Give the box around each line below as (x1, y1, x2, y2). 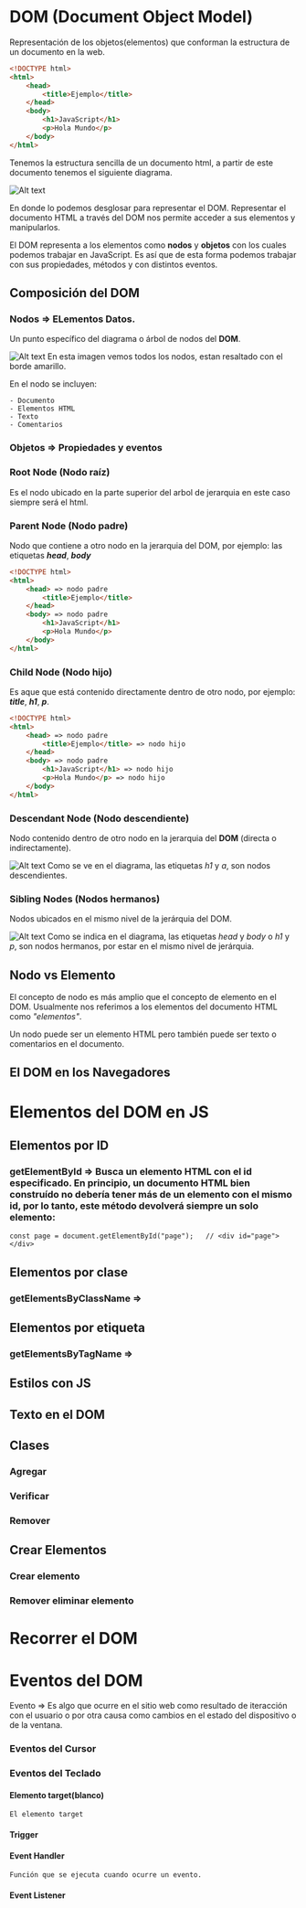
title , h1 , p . (9, 696, 50, 707)
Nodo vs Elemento (9, 967, 116, 983)
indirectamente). (9, 842, 71, 853)
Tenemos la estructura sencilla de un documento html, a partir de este (9, 157, 274, 168)
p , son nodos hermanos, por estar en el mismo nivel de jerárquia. (9, 941, 254, 952)
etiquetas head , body (9, 549, 91, 560)
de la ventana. (9, 1720, 63, 1731)
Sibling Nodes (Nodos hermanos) (9, 892, 161, 905)
